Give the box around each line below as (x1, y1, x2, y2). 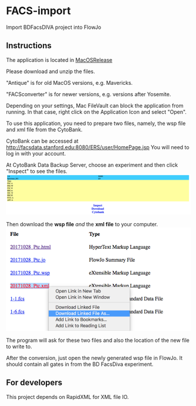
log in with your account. (6, 150, 66, 157)
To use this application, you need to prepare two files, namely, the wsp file (6, 120, 186, 127)
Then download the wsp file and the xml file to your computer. (6, 220, 158, 227)
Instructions (6, 41, 52, 51)
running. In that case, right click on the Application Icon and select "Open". (6, 108, 187, 115)
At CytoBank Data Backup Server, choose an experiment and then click (6, 161, 178, 169)
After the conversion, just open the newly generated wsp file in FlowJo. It (6, 354, 183, 361)
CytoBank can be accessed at (6, 137, 79, 144)
